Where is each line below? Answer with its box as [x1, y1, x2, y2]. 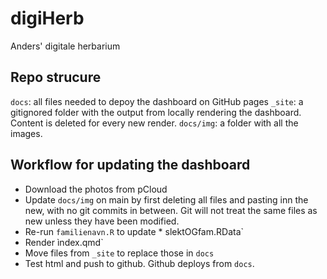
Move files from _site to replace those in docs [24, 247, 215, 259]
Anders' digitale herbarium [10, 40, 121, 52]
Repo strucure [10, 69, 102, 86]
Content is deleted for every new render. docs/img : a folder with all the [10, 117, 299, 129]
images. [10, 127, 43, 139]
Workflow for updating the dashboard [10, 157, 251, 174]
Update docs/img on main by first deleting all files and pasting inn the [24, 193, 309, 206]
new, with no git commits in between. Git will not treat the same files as [24, 204, 318, 216]
